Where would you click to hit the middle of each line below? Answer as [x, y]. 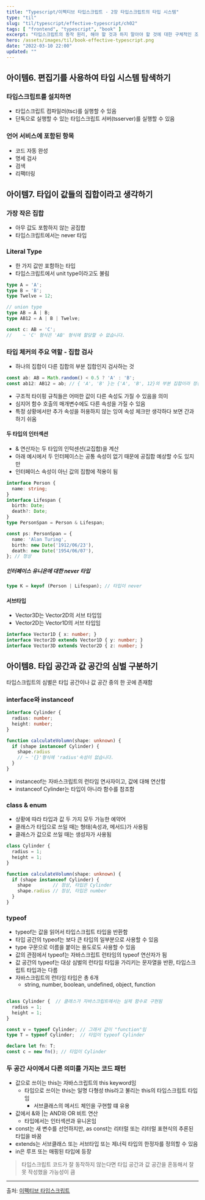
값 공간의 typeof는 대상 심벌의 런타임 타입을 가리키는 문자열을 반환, [95, 962]
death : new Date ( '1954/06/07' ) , [53, 551]
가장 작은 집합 [25, 213]
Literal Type [24, 252]
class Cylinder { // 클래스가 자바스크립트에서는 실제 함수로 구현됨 [85, 1002]
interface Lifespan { [34, 500]
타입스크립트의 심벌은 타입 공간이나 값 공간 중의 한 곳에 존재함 [80, 682]
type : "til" [21, 18]
